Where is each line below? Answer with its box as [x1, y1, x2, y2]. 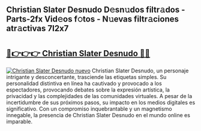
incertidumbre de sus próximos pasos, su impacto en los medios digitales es [6, 99, 196, 106]
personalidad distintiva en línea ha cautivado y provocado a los [6, 80, 162, 87]
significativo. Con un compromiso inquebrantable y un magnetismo [6, 105, 172, 112]
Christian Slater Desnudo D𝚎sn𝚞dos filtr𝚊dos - [6, 5, 185, 15]
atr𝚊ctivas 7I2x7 [6, 23, 69, 33]
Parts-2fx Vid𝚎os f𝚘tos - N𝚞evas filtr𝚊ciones [6, 14, 179, 25]
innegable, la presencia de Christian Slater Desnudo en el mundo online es [6, 112, 191, 118]
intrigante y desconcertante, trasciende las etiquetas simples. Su [6, 74, 167, 80]
